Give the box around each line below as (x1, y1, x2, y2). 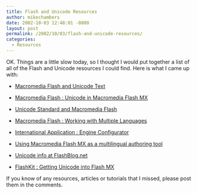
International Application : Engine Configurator (14, 129, 130, 136)
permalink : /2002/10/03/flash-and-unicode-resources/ (6, 31, 143, 37)
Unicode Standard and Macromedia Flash (14, 105, 118, 113)
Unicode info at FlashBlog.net (14, 151, 88, 158)
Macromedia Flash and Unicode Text (14, 82, 106, 89)
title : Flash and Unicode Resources (6, 8, 97, 15)
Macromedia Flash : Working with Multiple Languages (14, 117, 147, 124)
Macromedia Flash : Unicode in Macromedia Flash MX (14, 94, 148, 101)
